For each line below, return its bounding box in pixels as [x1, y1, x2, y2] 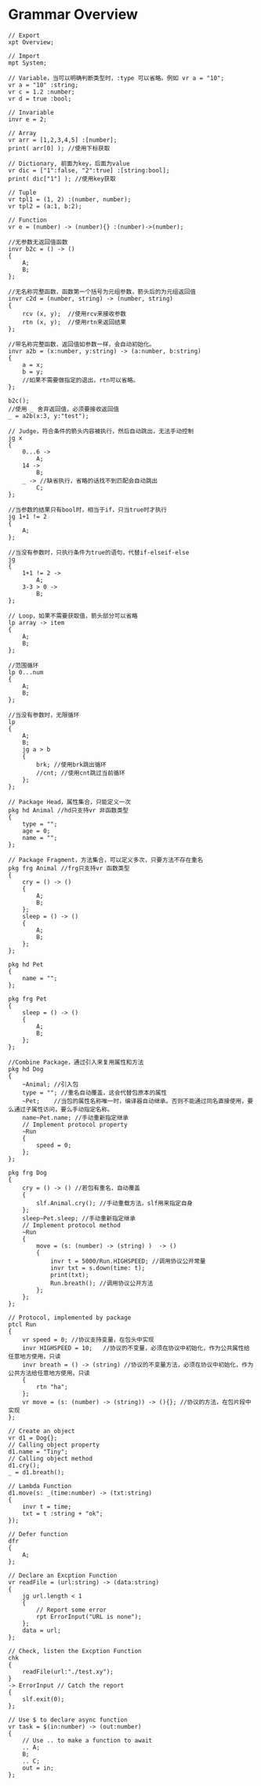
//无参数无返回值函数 [8, 238, 68, 246]
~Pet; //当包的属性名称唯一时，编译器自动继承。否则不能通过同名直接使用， [22, 1097, 248, 1105]
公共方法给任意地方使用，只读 [8, 1369, 90, 1377]
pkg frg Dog [8, 1168, 47, 1176]
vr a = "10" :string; [8, 81, 79, 89]
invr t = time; [22, 1502, 72, 1510]
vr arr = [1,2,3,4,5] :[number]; [8, 136, 118, 144]
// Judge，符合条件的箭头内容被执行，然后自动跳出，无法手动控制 [8, 427, 194, 435]
